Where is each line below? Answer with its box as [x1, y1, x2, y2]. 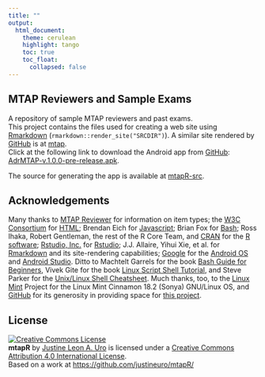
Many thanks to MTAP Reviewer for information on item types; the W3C [8, 215, 241, 224]
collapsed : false [28, 63, 87, 71]
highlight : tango [22, 41, 80, 49]
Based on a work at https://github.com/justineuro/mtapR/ [8, 360, 195, 369]
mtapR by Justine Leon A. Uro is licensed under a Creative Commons [8, 343, 235, 352]
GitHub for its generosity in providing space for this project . [8, 291, 202, 300]
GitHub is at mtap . [8, 139, 67, 148]
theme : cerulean [22, 33, 77, 42]
